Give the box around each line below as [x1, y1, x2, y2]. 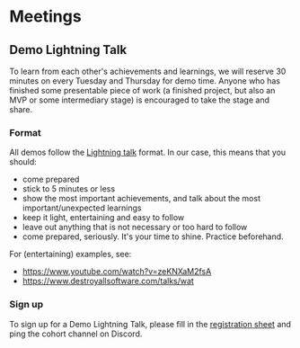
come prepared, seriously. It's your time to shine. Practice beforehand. [22, 231, 285, 242]
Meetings [9, 6, 83, 27]
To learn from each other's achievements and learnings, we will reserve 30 [9, 66, 287, 76]
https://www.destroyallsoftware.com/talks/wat [22, 276, 195, 287]
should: [9, 156, 38, 167]
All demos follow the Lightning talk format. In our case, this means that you [9, 147, 287, 158]
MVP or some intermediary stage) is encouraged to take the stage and [9, 94, 269, 105]
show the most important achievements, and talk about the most [22, 193, 260, 204]
